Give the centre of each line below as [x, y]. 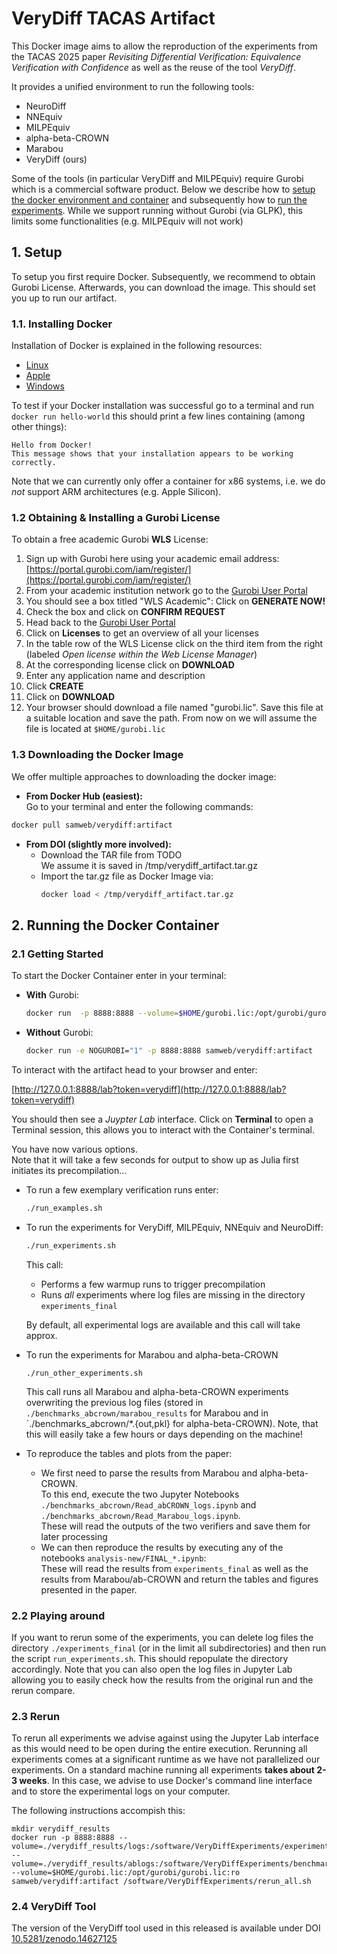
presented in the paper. [89, 1589]
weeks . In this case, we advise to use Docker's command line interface [166, 1781]
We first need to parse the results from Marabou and [149, 1473]
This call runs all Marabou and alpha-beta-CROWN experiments [157, 1391]
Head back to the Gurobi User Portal [100, 623]
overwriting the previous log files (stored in [114, 1402]
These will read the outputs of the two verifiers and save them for [175, 1526]
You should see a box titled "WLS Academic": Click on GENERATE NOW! [175, 601]
